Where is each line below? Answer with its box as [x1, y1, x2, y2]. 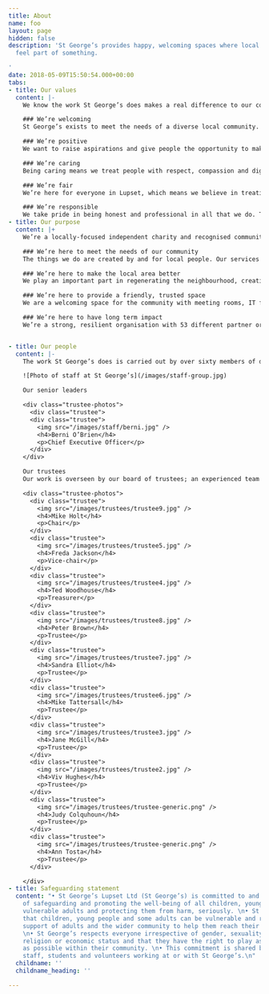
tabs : [8, 78, 26, 87]
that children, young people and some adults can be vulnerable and [22, 915, 256, 923]
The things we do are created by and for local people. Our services [22, 255, 260, 263]
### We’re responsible [22, 203, 98, 211]
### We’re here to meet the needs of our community [22, 247, 199, 255]
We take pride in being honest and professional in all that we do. [22, 210, 256, 219]
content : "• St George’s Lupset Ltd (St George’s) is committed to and [15, 892, 260, 900]
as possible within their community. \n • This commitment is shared [22, 944, 256, 952]
